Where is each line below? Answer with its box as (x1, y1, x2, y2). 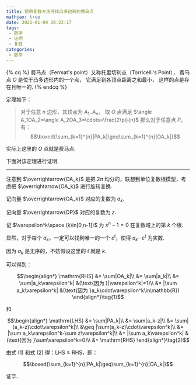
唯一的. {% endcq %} (16, 83, 67, 91)
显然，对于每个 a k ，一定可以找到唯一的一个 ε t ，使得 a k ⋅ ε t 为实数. (6, 233, 164, 242)
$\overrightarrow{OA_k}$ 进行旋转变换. (17, 183, 113, 190)
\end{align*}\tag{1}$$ (72, 293, 124, 301)
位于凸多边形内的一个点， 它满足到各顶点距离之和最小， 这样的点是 (23, 76, 185, 83)
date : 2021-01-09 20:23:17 (6, 19, 72, 25)
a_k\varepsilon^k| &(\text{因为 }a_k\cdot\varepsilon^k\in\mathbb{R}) (16, 287, 180, 294)
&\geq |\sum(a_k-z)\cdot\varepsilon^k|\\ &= (79, 324, 184, 331)
